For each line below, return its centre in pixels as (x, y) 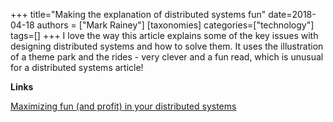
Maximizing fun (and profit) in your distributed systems (123, 106)
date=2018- (292, 14)
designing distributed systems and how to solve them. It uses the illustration (167, 46)
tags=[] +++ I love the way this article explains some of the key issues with (164, 35)
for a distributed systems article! (77, 67)
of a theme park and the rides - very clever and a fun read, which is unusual (167, 57)
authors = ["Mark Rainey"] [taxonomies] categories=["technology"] (175, 25)
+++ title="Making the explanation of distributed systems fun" (138, 14)
